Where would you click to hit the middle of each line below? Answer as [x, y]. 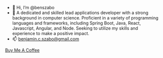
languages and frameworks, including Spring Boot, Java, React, [76, 23]
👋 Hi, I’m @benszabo [33, 8]
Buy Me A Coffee [22, 50]
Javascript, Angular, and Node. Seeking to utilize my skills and [75, 28]
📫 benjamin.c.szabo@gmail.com [46, 39]
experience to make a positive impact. [51, 33]
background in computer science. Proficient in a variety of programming [85, 18]
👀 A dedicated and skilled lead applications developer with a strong [80, 13]
